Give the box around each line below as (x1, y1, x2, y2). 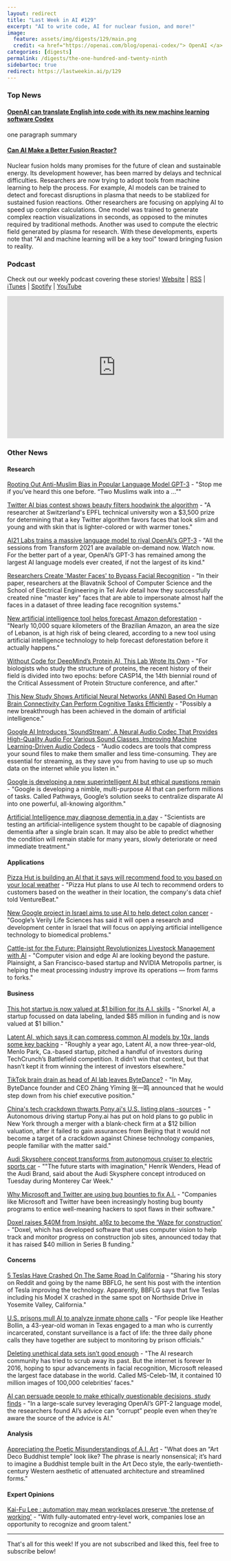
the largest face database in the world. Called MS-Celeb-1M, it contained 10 (7, 1371, 222, 1380)
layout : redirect (7, 10, 57, 17)
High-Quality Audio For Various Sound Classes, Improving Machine (7, 735, 197, 744)
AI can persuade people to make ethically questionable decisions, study (7, 1391, 211, 1400)
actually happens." (7, 644, 60, 652)
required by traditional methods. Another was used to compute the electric (7, 220, 219, 228)
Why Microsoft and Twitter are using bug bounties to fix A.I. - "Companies (7, 1190, 217, 1198)
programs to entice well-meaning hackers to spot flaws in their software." (7, 1204, 215, 1213)
